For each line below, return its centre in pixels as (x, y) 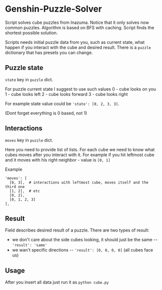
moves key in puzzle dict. (29, 140)
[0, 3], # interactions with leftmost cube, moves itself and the (79, 182)
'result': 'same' (30, 245)
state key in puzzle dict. (29, 79)
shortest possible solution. (32, 33)
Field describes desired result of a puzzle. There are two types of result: (77, 230)
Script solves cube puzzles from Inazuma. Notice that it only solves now (77, 22)
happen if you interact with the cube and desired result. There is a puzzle (78, 47)
